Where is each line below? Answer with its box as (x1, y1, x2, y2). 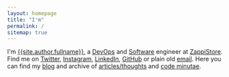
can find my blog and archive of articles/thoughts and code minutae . (7, 62, 201, 70)
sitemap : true (7, 29, 48, 36)
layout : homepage (7, 10, 57, 17)
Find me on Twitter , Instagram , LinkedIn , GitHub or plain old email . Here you (7, 55, 221, 63)
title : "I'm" (7, 16, 45, 23)
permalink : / (7, 22, 45, 29)
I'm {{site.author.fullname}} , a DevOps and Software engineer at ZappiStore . (7, 48, 223, 56)
